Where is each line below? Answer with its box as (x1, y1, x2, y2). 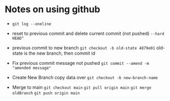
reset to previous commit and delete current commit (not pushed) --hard (12, 30, 165, 36)
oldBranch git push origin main (12, 90, 80, 95)
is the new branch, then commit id (24, 50, 95, 56)
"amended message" (12, 65, 51, 70)
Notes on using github (5, 4, 100, 15)
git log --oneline (12, 21, 51, 27)
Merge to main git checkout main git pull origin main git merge (12, 84, 152, 90)
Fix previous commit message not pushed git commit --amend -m (12, 60, 150, 66)
